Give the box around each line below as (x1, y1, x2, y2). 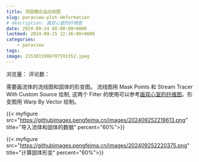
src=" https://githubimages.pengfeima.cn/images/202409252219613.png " (6, 116, 188, 123)
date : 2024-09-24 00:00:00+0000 (6, 25, 87, 32)
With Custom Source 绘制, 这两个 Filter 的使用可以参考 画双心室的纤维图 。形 (6, 90, 193, 97)
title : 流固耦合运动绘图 (6, 8, 61, 15)
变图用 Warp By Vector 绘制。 (6, 98, 80, 105)
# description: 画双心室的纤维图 (6, 20, 83, 26)
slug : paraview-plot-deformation (6, 14, 90, 20)
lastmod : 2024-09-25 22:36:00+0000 (6, 31, 95, 37)
